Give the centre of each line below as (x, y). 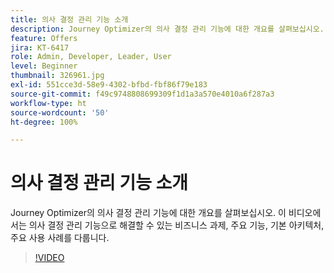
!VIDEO (49, 258)
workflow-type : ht (48, 103)
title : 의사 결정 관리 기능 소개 (69, 19)
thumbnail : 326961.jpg (57, 76)
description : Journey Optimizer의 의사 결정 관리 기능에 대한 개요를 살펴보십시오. (167, 29)
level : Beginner (44, 66)
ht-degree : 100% (44, 122)
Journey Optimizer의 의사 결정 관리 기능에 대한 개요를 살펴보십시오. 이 (148, 213)
